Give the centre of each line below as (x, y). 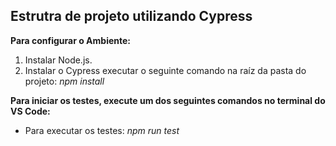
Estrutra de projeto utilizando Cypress (131, 16)
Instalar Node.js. (58, 60)
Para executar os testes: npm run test (102, 130)
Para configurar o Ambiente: (71, 40)
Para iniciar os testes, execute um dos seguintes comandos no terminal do (168, 100)
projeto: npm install (64, 81)
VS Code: (30, 111)
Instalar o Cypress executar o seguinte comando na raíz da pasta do (165, 70)
